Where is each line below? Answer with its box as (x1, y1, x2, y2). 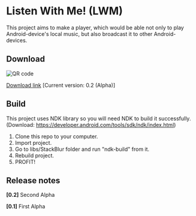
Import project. (14, 139, 52, 146)
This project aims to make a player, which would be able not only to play (6, 24, 184, 31)
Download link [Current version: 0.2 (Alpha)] (6, 81, 116, 89)
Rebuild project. (14, 151, 55, 159)
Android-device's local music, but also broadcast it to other (6, 30, 153, 37)
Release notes (6, 175, 61, 185)
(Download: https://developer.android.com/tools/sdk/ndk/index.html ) (6, 121, 176, 128)
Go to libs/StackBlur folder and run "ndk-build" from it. (14, 145, 150, 153)
